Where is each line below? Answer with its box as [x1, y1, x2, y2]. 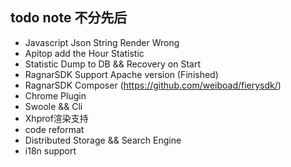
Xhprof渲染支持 [24, 112, 89, 124]
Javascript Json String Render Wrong [24, 36, 180, 48]
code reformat [24, 123, 85, 135]
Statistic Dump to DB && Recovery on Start [24, 58, 201, 70]
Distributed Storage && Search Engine [24, 134, 182, 146]
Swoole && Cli [24, 100, 83, 112]
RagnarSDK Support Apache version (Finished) [24, 68, 219, 80]
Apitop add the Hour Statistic [24, 47, 145, 59]
